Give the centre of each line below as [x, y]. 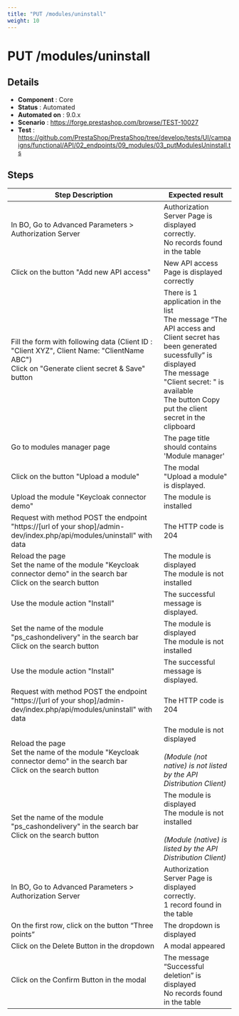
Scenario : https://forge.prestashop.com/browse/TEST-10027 [108, 122]
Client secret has [192, 338]
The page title [186, 438]
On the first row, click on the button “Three [82, 925]
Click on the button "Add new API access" [81, 272]
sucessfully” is [188, 356]
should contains [190, 447]
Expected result [196, 195]
